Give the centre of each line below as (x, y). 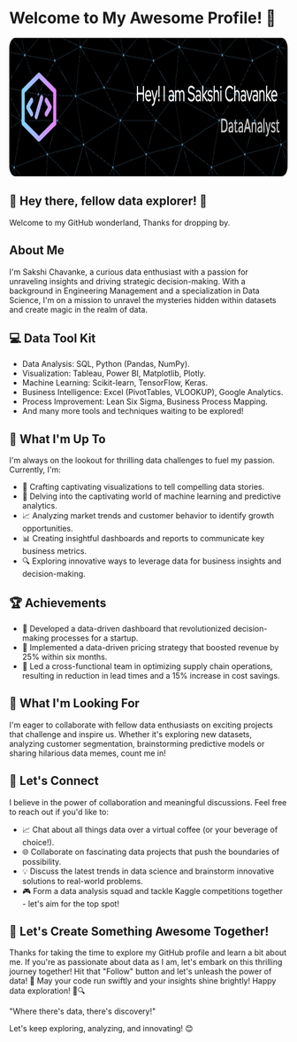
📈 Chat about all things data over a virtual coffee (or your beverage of (150, 829)
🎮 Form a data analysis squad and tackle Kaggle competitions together (152, 890)
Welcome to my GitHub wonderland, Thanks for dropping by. (120, 222)
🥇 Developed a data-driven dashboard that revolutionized (126, 629)
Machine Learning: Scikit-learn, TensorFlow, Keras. (115, 383)
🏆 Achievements (58, 603)
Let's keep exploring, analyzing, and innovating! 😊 (101, 1029)
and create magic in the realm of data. (79, 309)
